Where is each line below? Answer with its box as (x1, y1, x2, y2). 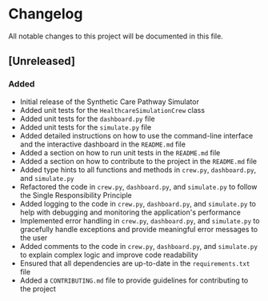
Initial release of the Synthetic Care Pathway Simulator (19, 97, 200, 106)
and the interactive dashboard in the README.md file (19, 139, 186, 149)
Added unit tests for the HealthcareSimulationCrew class (19, 105, 206, 114)
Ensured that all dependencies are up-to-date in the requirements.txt (19, 258, 250, 268)
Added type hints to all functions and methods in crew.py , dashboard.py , (19, 165, 257, 175)
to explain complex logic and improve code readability (19, 250, 198, 259)
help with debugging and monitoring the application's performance (19, 207, 242, 217)
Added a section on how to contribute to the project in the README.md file (19, 156, 258, 166)
